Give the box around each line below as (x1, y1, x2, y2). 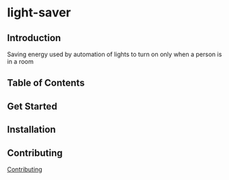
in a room (7, 57, 34, 66)
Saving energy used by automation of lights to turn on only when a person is (7, 50, 222, 58)
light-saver (7, 5, 72, 21)
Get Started (7, 101, 57, 112)
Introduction (7, 32, 62, 44)
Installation (7, 124, 56, 136)
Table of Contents (7, 77, 85, 89)
